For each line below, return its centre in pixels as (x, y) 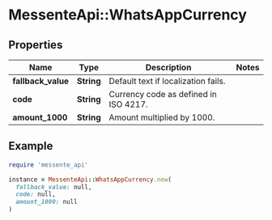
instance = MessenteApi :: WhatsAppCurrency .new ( (90, 180)
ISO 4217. (128, 104)
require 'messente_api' (49, 165)
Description (168, 68)
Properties (36, 45)
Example (31, 146)
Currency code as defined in (163, 94)
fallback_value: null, (54, 187)
